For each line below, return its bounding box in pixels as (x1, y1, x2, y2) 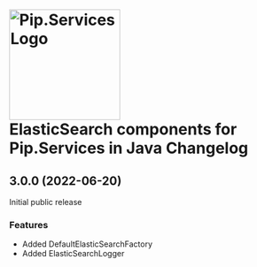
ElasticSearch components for (9, 119, 238, 140)
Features (9, 218, 49, 231)
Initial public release (9, 197, 82, 207)
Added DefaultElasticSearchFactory (21, 239, 153, 249)
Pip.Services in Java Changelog (9, 138, 249, 158)
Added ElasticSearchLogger (21, 248, 125, 259)
